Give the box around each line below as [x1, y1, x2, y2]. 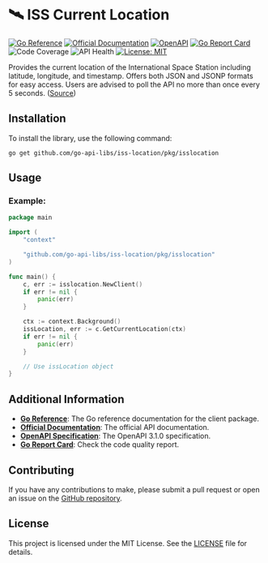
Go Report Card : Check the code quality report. [19, 440, 180, 449]
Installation [8, 112, 66, 126]
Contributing [8, 463, 74, 477]
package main [8, 213, 53, 222]
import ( [8, 228, 38, 237]
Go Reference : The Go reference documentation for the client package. [19, 414, 260, 423]
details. [8, 547, 33, 557]
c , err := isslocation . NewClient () [23, 280, 143, 288]
